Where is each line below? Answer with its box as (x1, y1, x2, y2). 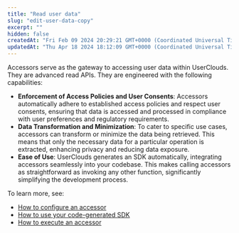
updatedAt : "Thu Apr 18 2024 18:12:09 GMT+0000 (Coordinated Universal (7, 43, 224, 51)
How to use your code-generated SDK (17, 211, 130, 219)
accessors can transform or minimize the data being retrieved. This (17, 130, 215, 138)
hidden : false (7, 30, 50, 38)
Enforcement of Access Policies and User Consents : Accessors (17, 92, 208, 100)
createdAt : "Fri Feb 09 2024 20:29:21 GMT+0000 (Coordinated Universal (7, 37, 224, 44)
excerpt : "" (7, 24, 43, 31)
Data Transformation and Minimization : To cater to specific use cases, (17, 123, 228, 130)
